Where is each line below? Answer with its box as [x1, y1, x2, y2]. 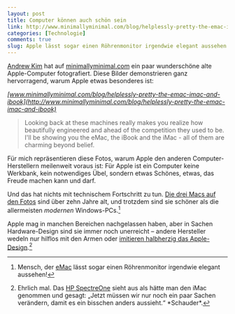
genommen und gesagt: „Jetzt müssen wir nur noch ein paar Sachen [17, 291, 216, 300]
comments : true [7, 36, 52, 43]
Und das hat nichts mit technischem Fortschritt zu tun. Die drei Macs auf [7, 190, 216, 198]
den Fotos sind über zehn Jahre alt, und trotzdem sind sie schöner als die [7, 197, 219, 206]
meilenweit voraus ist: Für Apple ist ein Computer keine [41, 162, 199, 170]
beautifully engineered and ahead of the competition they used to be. [24, 126, 225, 134]
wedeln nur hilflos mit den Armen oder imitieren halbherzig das [7, 234, 189, 243]
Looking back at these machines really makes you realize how [24, 119, 204, 126]
